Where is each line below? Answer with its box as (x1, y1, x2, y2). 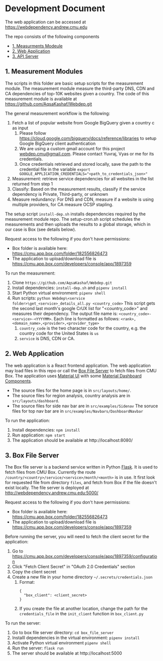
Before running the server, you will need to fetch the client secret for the (5, 534, 149, 539)
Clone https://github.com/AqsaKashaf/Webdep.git (12, 279, 113, 285)
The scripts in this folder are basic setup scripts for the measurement (5, 80, 144, 86)
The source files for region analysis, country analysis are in (12, 392, 130, 399)
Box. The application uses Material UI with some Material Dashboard (5, 373, 142, 379)
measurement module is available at (5, 96, 77, 102)
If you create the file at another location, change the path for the (19, 606, 148, 611)
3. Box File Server (5, 451, 59, 459)
